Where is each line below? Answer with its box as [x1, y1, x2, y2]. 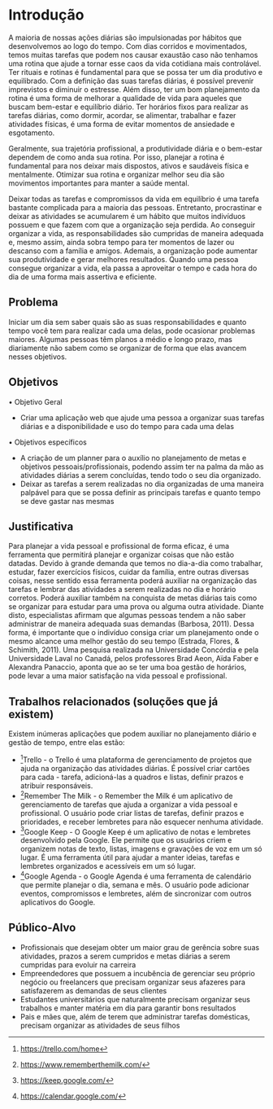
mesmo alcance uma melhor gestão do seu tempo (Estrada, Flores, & [8, 637, 240, 647]
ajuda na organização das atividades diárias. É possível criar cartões [19, 763, 250, 773]
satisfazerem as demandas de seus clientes [19, 985, 167, 995]
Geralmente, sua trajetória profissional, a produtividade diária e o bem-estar [8, 143, 262, 153]
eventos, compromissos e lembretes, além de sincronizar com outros [19, 888, 252, 898]
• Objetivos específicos [8, 437, 87, 447]
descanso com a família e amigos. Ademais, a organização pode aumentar [8, 246, 258, 256]
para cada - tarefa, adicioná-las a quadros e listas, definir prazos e [19, 772, 244, 782]
